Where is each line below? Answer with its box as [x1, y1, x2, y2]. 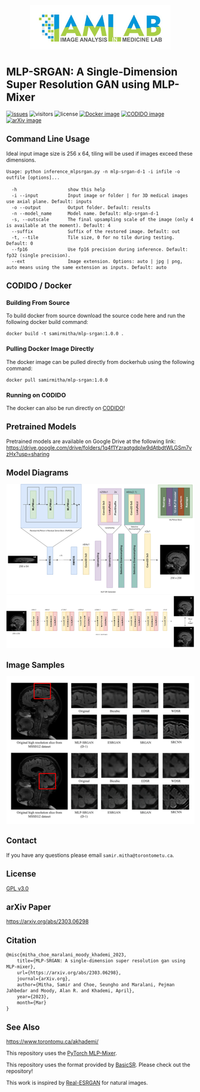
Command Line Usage [6, 134, 90, 144]
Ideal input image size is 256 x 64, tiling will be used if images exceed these [6, 150, 193, 157]
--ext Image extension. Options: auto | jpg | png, [11, 258, 183, 265]
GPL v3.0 [6, 885, 29, 892]
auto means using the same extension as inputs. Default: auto [6, 264, 167, 271]
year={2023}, [17, 994, 50, 1000]
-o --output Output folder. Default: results [11, 204, 151, 211]
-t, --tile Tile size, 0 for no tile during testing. [11, 234, 175, 241]
